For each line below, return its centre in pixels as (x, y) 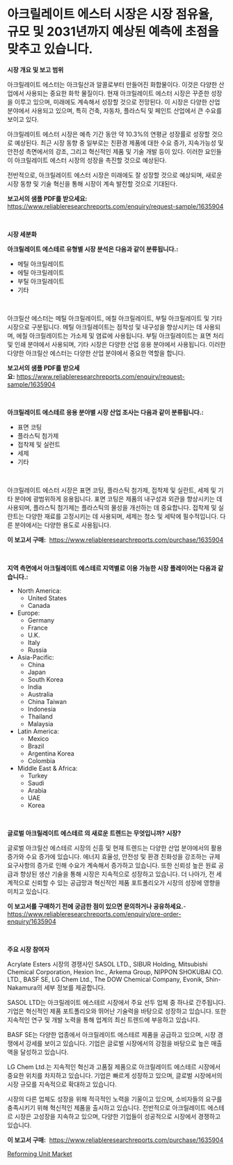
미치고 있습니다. (29, 891)
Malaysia (40, 724)
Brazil (36, 746)
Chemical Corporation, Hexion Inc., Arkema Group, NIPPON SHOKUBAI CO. (115, 971)
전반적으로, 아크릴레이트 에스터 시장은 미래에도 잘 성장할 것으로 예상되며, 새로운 (115, 175)
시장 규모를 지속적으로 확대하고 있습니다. (62, 1084)
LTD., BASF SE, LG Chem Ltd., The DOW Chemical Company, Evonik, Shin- (114, 979)
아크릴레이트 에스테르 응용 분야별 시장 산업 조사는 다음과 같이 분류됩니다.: (105, 412)
